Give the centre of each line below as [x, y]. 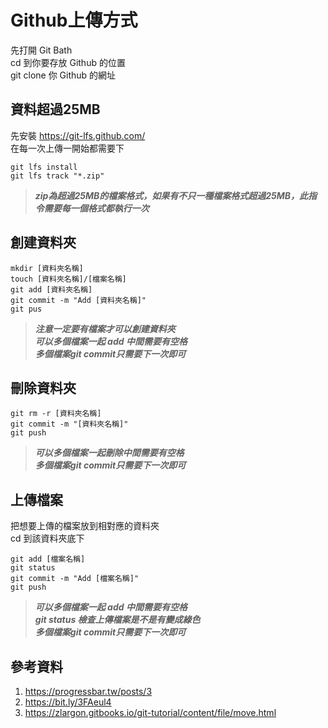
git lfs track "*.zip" [57, 176]
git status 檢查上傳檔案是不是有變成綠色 [117, 620]
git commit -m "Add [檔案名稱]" [75, 579]
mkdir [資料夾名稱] [47, 268]
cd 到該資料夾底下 [47, 538]
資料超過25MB [55, 109]
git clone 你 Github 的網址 [63, 75]
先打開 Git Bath [41, 50]
